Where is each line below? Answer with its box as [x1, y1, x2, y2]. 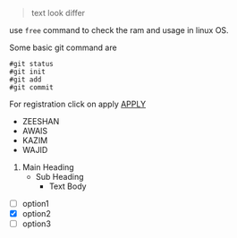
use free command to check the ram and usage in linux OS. [9, 25, 230, 35]
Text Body [48, 181, 87, 191]
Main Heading [21, 162, 74, 173]
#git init [9, 67, 47, 76]
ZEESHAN [21, 116, 60, 126]
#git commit [9, 83, 54, 92]
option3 [21, 218, 52, 229]
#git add [9, 75, 42, 84]
